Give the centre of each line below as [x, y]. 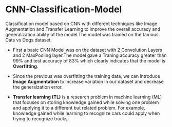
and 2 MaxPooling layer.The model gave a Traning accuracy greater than [90, 55]
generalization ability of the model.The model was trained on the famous [82, 34]
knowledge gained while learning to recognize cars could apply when [86, 113]
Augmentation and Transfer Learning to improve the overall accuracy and [83, 29]
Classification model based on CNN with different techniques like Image [81, 24]
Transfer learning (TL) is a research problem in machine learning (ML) [87, 97]
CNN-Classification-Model [64, 9]
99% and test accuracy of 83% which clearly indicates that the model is [89, 60]
